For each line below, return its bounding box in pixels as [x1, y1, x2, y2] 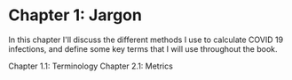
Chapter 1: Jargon [8, 5, 143, 25]
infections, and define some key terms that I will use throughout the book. [8, 43, 278, 54]
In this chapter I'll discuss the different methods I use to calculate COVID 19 [8, 34, 284, 45]
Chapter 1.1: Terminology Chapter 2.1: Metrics [8, 61, 174, 71]
